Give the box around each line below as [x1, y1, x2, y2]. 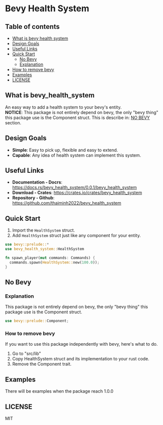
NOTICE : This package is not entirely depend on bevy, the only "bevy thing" [5, 109, 159, 115]
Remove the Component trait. [12, 361, 72, 367]
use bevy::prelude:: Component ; [5, 319, 69, 324]
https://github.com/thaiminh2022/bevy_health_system [12, 200, 121, 206]
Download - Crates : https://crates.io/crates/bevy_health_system [12, 189, 142, 196]
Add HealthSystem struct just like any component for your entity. [12, 233, 141, 238]
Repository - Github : [12, 195, 55, 201]
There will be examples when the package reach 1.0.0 [5, 388, 114, 394]
